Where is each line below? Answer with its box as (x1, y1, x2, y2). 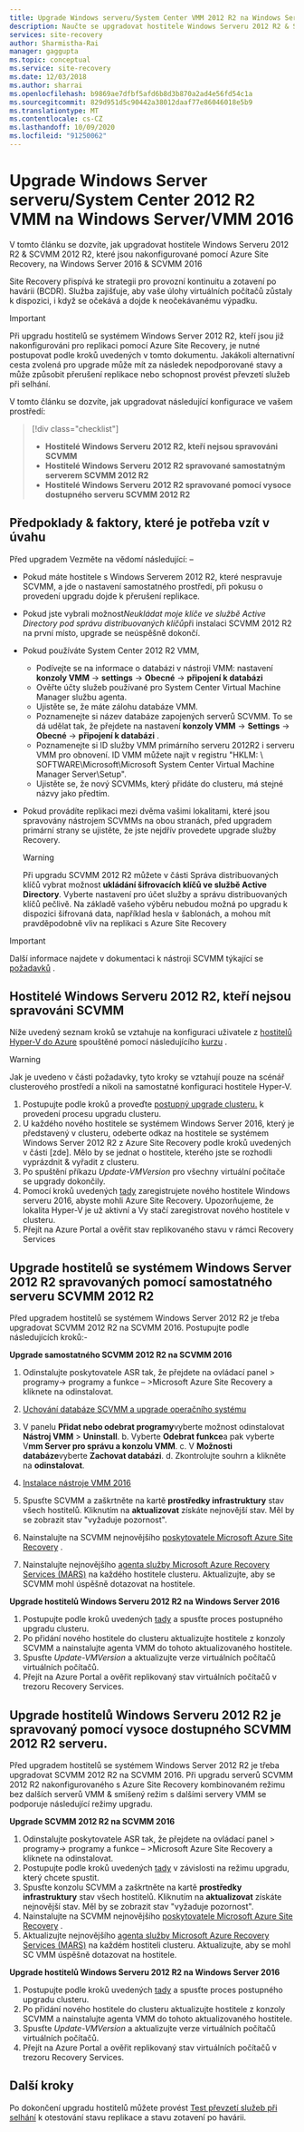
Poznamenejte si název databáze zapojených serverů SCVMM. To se (35, 710, 293, 721)
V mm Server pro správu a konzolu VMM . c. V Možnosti (22, 1441, 233, 1452)
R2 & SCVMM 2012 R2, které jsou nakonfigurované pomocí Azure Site (9, 249, 269, 259)
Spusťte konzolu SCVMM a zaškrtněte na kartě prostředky (22, 1882, 242, 1892)
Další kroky (9, 2078, 74, 2094)
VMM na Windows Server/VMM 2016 (9, 210, 294, 230)
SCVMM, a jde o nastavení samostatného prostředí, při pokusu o (22, 581, 264, 592)
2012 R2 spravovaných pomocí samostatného (9, 1274, 273, 1289)
